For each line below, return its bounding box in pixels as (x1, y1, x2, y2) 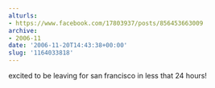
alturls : (8, 11, 38, 20)
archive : (8, 26, 38, 34)
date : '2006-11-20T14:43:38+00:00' (8, 42, 128, 50)
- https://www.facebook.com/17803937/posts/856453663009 (8, 19, 204, 27)
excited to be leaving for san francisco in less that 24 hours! (8, 71, 208, 80)
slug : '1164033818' (8, 49, 74, 57)
